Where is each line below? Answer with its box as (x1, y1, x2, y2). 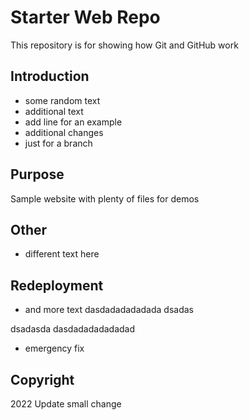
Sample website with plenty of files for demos (10, 192, 200, 205)
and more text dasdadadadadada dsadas (24, 304, 194, 316)
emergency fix (24, 342, 85, 355)
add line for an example (24, 116, 123, 128)
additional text (24, 105, 84, 117)
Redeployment (10, 277, 104, 294)
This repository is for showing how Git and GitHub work (10, 39, 239, 51)
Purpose (10, 166, 65, 183)
